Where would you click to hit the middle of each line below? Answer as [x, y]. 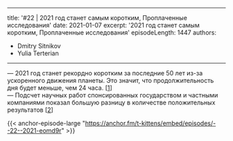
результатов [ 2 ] [30, 110]
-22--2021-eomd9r [34, 131]
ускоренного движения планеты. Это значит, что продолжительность [111, 81]
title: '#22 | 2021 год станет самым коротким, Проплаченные [97, 18]
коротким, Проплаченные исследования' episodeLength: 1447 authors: [112, 32]
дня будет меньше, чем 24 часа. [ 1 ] [60, 88]
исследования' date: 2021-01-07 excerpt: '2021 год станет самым [103, 25]
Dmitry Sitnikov [39, 46]
